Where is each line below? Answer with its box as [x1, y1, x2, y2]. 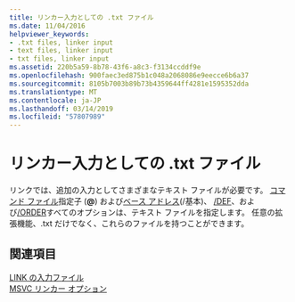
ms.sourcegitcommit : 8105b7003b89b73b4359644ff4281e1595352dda [9, 79, 250, 88]
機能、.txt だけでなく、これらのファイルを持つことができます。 [16, 218, 250, 229]
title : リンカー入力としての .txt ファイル [9, 12, 154, 22]
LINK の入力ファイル [9, 272, 85, 282]
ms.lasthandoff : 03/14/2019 [9, 104, 114, 113]
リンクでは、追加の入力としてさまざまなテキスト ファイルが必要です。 [9, 184, 268, 196]
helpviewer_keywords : [9, 29, 90, 38]
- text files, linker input [9, 46, 114, 55]
